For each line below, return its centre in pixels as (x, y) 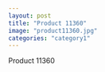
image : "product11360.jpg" (53, 30)
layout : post (30, 16)
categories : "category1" (49, 38)
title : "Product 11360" (48, 23)
